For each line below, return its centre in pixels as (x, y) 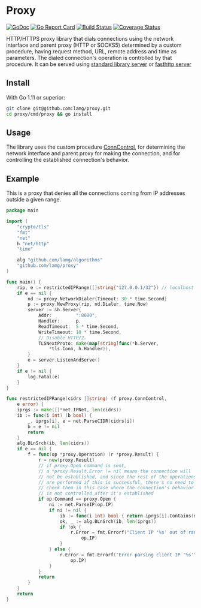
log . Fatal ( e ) (44, 377)
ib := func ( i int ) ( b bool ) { (55, 416)
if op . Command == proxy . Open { (77, 499)
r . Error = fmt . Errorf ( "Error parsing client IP (120, 555)
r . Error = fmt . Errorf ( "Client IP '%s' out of (128, 532)
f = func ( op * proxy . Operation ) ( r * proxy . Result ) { (94, 455)
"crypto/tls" (33, 227)
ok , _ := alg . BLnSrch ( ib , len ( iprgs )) (108, 521)
